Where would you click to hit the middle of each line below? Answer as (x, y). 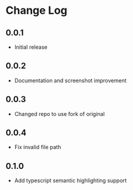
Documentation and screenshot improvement (70, 80)
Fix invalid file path (38, 147)
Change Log (36, 11)
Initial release (31, 47)
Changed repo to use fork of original (59, 114)
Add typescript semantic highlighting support (70, 180)
